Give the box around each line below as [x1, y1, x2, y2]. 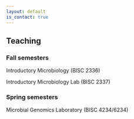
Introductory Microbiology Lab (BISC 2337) [6, 78, 110, 85]
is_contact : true [6, 14, 49, 20]
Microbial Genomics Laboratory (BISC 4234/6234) [6, 107, 129, 114]
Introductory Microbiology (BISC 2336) [6, 67, 101, 74]
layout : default [6, 8, 46, 15]
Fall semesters [6, 54, 49, 62]
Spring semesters [6, 93, 58, 101]
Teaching [6, 36, 41, 46]
